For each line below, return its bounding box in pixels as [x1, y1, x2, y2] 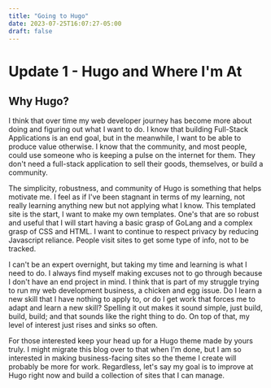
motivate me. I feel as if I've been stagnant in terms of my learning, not [8, 192, 246, 202]
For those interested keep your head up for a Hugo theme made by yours [8, 336, 254, 346]
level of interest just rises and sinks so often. [8, 320, 158, 330]
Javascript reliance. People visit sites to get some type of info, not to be [8, 235, 250, 245]
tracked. [8, 244, 37, 254]
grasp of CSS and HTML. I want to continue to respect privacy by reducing [8, 227, 259, 237]
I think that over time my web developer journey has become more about [8, 116, 252, 126]
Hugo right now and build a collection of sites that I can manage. [8, 371, 225, 381]
